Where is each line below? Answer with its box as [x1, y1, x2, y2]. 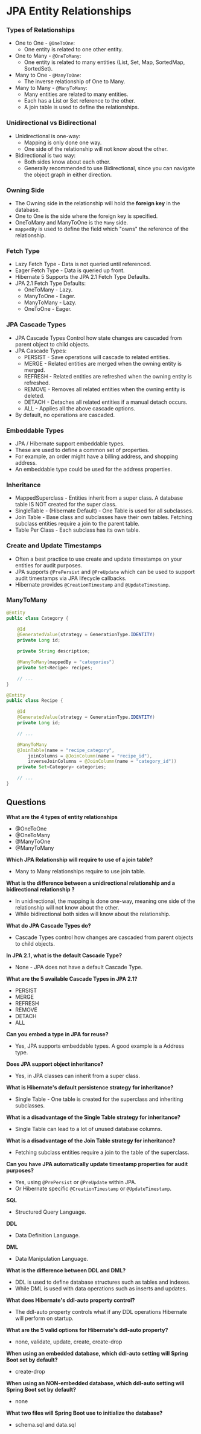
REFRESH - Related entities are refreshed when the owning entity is [24, 372, 192, 380]
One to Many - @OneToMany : [14, 53, 81, 60]
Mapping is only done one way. [24, 139, 102, 146]
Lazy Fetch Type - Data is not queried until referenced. [14, 261, 152, 268]
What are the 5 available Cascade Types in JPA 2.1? [6, 975, 138, 982]
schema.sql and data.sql [14, 1421, 77, 1428]
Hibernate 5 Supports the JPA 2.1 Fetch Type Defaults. [14, 273, 150, 281]
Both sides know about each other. [24, 158, 111, 165]
